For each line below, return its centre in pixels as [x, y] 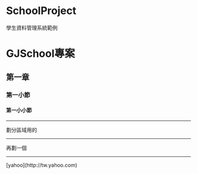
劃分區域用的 [21, 129]
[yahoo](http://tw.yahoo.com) [42, 165]
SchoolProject [41, 11]
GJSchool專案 [40, 54]
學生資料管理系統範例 [32, 28]
